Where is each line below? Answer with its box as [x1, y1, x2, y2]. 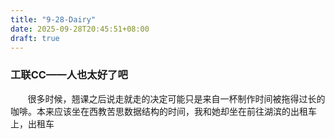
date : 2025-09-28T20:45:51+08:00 [10, 24, 150, 34]
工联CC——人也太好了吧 [10, 68, 128, 82]
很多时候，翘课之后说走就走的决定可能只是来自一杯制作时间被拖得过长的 [27, 92, 326, 105]
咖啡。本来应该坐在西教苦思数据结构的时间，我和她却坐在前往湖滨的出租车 [10, 105, 317, 117]
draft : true [10, 33, 60, 43]
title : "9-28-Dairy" [10, 14, 97, 25]
